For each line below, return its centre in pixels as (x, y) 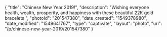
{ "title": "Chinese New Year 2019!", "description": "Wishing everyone (77, 7)
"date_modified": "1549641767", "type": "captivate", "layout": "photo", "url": (83, 23)
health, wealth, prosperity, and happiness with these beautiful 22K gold (79, 13)
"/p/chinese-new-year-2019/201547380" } (49, 29)
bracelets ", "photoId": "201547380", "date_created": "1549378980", (76, 18)
